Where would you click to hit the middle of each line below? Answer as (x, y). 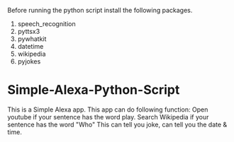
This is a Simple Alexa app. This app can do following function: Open (108, 110)
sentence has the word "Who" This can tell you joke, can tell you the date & (117, 124)
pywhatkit (32, 39)
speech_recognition (46, 24)
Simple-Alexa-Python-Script (94, 90)
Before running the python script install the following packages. (100, 10)
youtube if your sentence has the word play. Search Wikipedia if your (108, 117)
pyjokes (29, 61)
